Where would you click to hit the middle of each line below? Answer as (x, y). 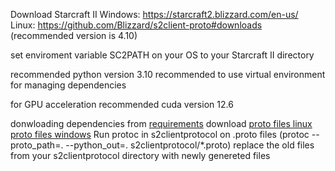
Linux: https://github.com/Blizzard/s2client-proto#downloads (136, 25)
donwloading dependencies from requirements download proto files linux (161, 123)
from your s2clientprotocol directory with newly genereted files (140, 155)
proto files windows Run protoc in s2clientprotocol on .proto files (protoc (160, 134)
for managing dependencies (68, 85)
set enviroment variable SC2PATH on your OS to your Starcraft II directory (162, 55)
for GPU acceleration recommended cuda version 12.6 (122, 104)
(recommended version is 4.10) (74, 35)
